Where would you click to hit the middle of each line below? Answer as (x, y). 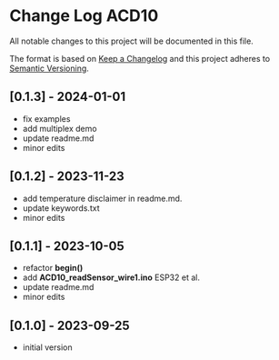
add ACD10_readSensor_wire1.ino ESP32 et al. (111, 277)
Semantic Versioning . (49, 68)
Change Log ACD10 (84, 16)
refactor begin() (53, 268)
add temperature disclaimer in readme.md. (102, 198)
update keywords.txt (61, 208)
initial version (47, 347)
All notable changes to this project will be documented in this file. (132, 41)
